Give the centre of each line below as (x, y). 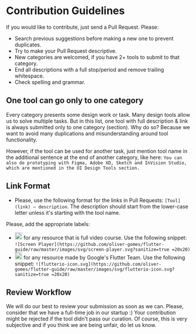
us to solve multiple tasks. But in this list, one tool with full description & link (97, 121)
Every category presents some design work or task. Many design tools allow (98, 114)
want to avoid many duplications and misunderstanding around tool (87, 133)
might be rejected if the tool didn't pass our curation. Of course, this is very (97, 319)
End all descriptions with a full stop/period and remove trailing (89, 69)
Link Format (28, 186)
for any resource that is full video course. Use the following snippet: (105, 237)
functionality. (22, 140)
